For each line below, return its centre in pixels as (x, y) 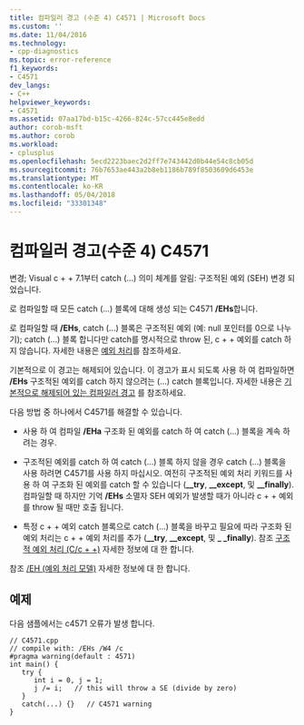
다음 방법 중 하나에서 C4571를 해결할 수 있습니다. (96, 411)
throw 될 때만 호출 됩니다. (78, 507)
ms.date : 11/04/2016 (49, 34)
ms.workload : (34, 144)
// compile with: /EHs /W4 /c (67, 648)
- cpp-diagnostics (44, 52)
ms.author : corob (42, 136)
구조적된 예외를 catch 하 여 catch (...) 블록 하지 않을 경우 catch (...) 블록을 (154, 461)
